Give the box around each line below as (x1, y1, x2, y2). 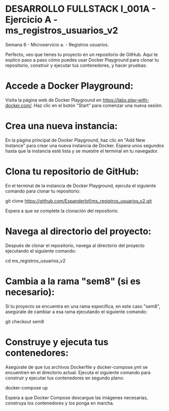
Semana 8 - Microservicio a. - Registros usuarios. (5, 41, 109, 47)
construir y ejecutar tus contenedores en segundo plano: (5, 375, 124, 381)
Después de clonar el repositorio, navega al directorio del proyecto (5, 242, 145, 249)
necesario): (5, 286, 55, 298)
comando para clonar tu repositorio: (5, 188, 81, 194)
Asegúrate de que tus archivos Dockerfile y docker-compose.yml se (5, 364, 148, 370)
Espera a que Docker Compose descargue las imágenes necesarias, (5, 394, 148, 400)
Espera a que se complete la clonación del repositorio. (5, 207, 119, 214)
